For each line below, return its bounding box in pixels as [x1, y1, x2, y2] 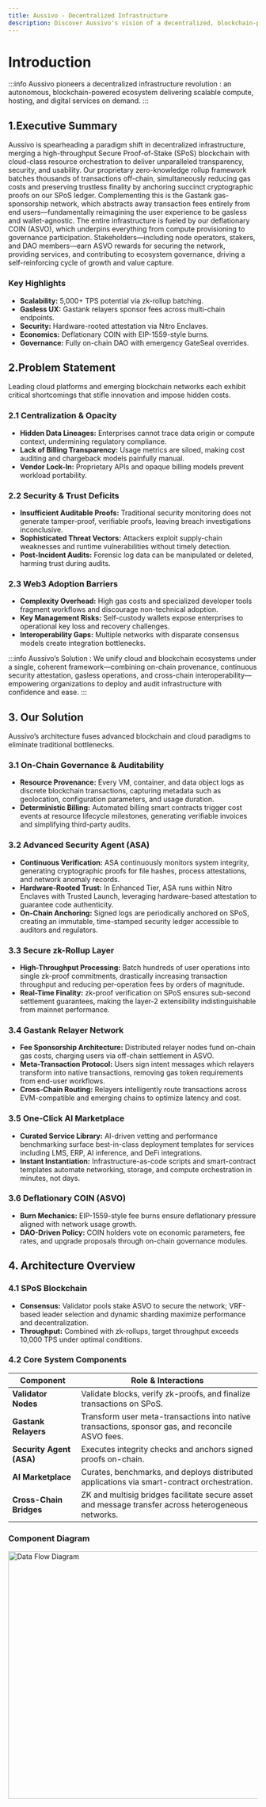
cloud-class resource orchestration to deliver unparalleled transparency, [8, 157, 244, 166]
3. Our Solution [8, 710, 84, 724]
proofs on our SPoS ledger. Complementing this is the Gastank [8, 191, 212, 201]
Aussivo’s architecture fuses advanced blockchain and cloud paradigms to [8, 732, 251, 741]
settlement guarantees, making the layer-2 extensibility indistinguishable [19, 996, 256, 1006]
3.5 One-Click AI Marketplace [8, 1113, 125, 1124]
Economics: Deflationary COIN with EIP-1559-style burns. [19, 330, 210, 339]
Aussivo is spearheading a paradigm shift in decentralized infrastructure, [8, 140, 246, 150]
